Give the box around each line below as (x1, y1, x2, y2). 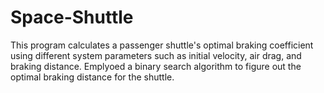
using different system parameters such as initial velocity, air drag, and (10, 49, 302, 61)
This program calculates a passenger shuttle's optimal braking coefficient (10, 39, 314, 51)
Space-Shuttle (10, 6, 134, 29)
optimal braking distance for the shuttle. (10, 71, 175, 83)
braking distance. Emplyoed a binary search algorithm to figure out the (10, 60, 302, 72)
